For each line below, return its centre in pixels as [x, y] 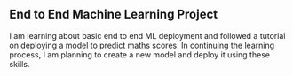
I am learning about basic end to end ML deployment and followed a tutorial [147, 35]
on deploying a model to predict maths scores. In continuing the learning [142, 45]
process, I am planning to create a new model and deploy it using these [140, 54]
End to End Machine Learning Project [114, 15]
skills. [20, 64]
